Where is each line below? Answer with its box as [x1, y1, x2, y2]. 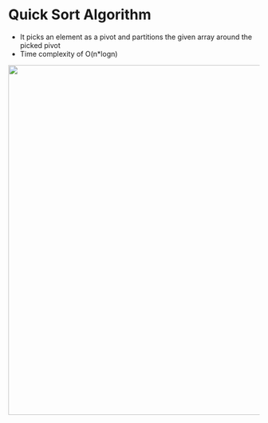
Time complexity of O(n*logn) [19, 49, 118, 58]
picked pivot [19, 40, 61, 50]
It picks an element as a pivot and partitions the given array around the [19, 32, 253, 42]
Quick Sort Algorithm [8, 6, 152, 24]
